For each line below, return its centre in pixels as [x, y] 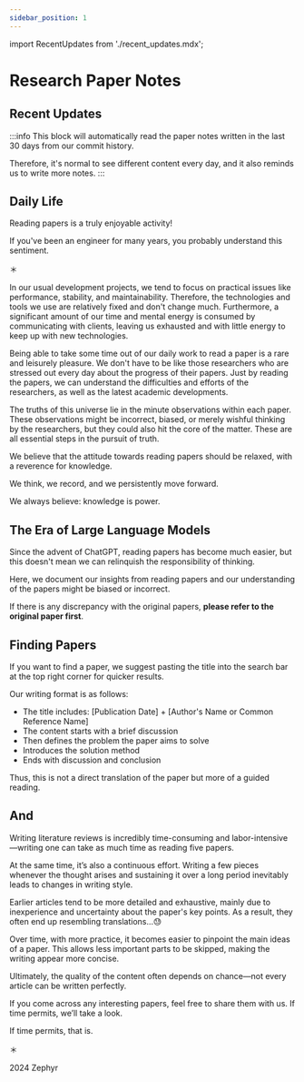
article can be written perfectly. [68, 986]
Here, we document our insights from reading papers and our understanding [152, 580]
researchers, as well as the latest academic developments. [119, 392]
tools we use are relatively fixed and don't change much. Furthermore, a [144, 307]
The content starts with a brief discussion [100, 731]
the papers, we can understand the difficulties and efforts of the [129, 382]
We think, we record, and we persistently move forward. [114, 484]
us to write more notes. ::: [57, 173]
